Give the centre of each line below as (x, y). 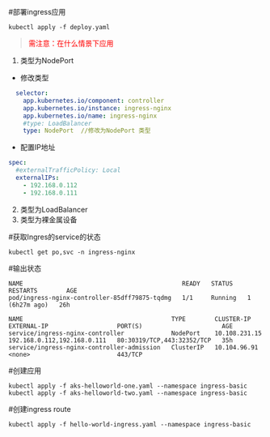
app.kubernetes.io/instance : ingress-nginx (97, 108)
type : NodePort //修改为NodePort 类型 (87, 131)
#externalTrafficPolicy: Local (68, 170)
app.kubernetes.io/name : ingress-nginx (90, 116)
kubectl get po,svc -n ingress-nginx (72, 252)
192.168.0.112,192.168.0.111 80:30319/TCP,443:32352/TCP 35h (120, 340)
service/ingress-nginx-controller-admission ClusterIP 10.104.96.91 (133, 347)
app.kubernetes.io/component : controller (93, 101)
